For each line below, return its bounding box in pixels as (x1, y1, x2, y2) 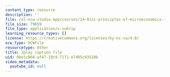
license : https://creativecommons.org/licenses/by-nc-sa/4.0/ (5, 36, 139, 41)
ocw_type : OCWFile (5, 41, 44, 46)
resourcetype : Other (5, 45, 49, 50)
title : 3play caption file (5, 50, 62, 55)
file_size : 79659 (5, 21, 42, 27)
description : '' (5, 12, 39, 17)
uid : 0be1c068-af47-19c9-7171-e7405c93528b (5, 54, 99, 60)
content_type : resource (5, 7, 56, 13)
